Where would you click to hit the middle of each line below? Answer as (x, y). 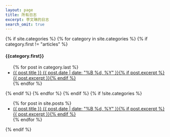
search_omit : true (25, 24)
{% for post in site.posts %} (42, 103)
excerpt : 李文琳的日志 (27, 19)
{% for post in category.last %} (45, 67)
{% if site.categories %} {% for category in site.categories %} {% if (77, 39)
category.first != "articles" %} (37, 44)
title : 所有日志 (21, 15)
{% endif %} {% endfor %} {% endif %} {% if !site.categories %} (74, 94)
